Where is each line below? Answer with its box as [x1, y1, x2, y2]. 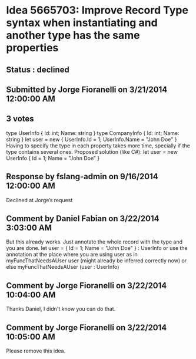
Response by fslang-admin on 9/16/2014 [6, 172, 159, 182]
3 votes [6, 114, 34, 124]
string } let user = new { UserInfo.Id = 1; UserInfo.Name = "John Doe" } [6, 136, 177, 143]
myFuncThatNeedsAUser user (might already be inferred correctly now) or [6, 257, 187, 264]
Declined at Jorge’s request [6, 196, 73, 203]
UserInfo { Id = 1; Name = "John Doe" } [6, 154, 100, 162]
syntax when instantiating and [6, 16, 158, 29]
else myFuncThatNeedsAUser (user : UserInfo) [6, 264, 119, 271]
